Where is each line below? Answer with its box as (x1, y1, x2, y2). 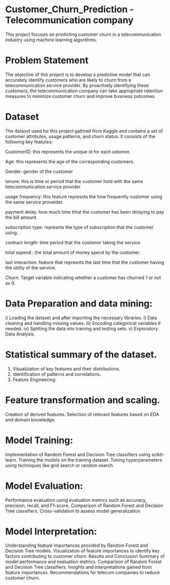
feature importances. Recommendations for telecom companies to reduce (5, 570, 160, 576)
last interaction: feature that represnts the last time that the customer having (5, 259, 164, 265)
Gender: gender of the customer (5, 168, 73, 174)
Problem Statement (5, 55, 89, 66)
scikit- (151, 451, 165, 457)
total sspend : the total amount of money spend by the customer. (5, 249, 141, 256)
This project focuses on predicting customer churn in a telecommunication (5, 31, 161, 37)
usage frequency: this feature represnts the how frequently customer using (5, 193, 162, 199)
